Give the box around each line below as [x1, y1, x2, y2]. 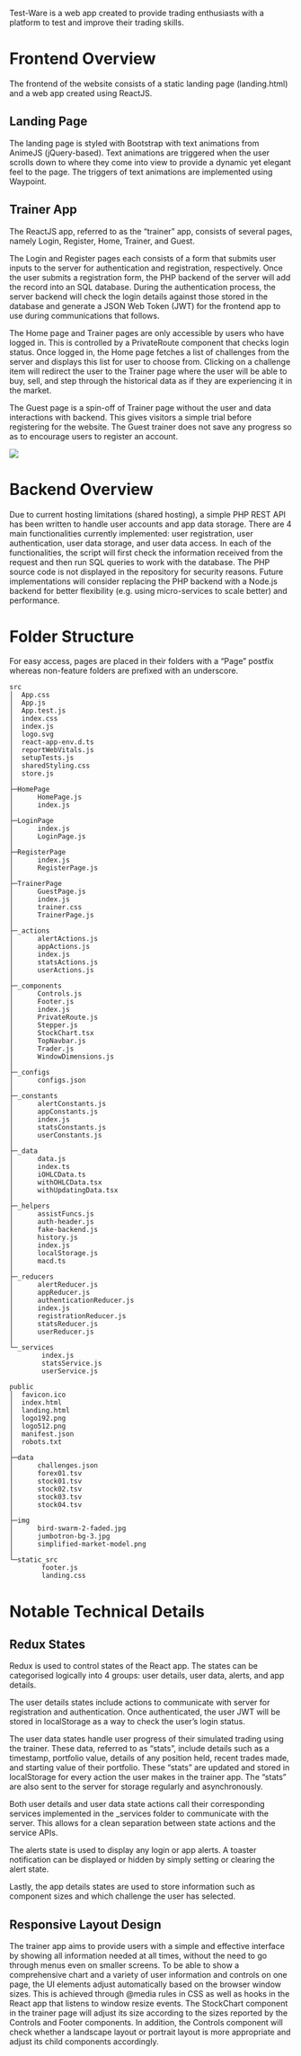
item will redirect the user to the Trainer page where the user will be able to [9, 366, 288, 377]
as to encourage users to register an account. [9, 430, 178, 441]
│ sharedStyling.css [9, 761, 91, 771]
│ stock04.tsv [9, 1501, 83, 1510]
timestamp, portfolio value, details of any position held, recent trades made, [9, 1752, 289, 1764]
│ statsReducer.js [9, 1320, 99, 1329]
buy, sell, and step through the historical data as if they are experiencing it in [9, 375, 293, 385]
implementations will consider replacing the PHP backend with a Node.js [9, 575, 279, 587]
